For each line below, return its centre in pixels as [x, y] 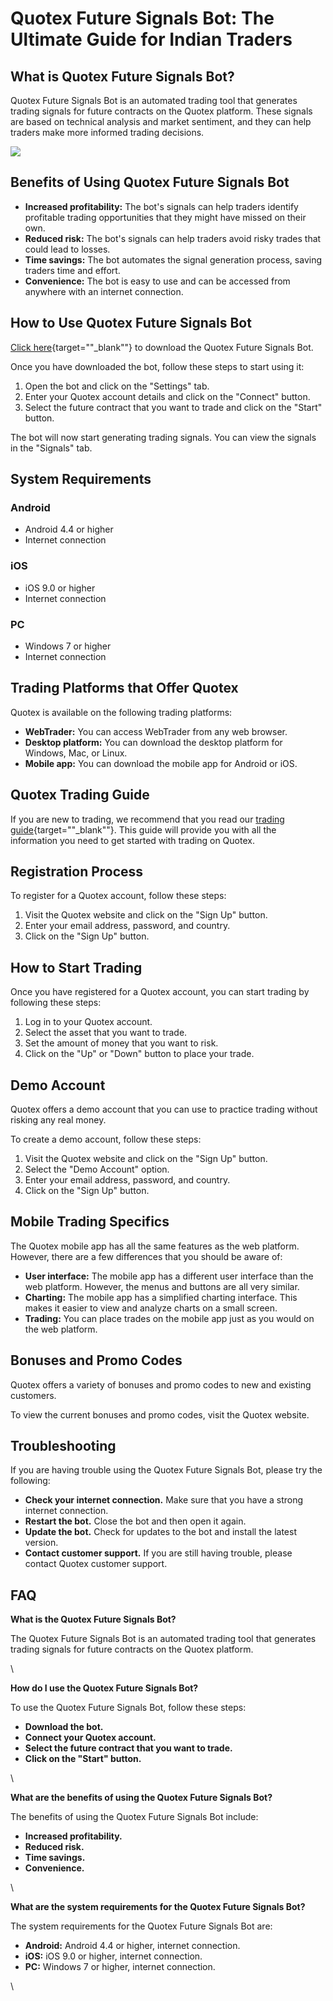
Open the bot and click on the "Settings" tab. [117, 386]
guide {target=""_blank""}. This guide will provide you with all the [143, 829]
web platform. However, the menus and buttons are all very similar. [162, 1286]
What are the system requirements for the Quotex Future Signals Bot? [158, 1907]
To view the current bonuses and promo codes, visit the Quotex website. [160, 1414]
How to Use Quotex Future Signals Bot [131, 323]
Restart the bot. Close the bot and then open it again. [135, 1521]
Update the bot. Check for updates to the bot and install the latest [160, 1532]
